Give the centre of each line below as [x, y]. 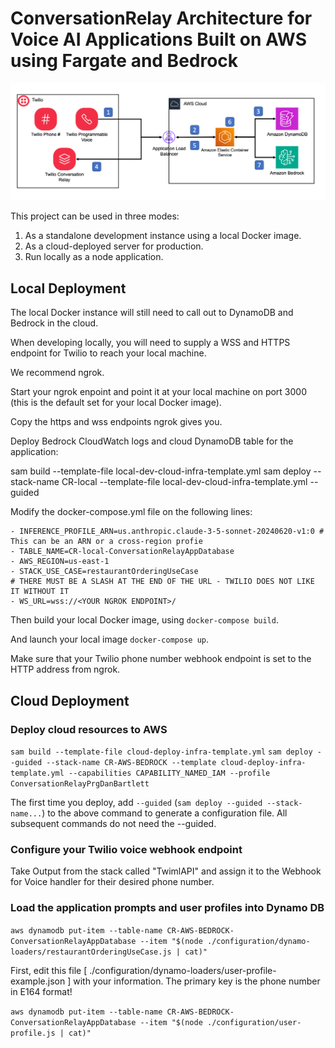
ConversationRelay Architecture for [161, 18]
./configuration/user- [254, 1022]
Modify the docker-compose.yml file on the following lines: [131, 512]
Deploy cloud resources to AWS [89, 729]
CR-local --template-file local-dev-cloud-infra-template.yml [184, 482]
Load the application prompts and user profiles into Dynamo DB [167, 908]
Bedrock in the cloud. [54, 323]
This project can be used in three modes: [95, 216]
